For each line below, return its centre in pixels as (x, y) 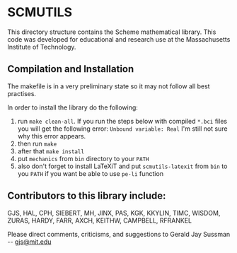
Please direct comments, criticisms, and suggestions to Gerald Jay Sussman (119, 234)
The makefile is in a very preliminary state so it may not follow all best (109, 86)
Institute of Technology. (42, 47)
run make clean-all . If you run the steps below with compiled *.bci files (122, 121)
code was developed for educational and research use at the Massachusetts (119, 39)
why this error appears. (52, 136)
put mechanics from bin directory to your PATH (83, 158)
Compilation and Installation (71, 69)
